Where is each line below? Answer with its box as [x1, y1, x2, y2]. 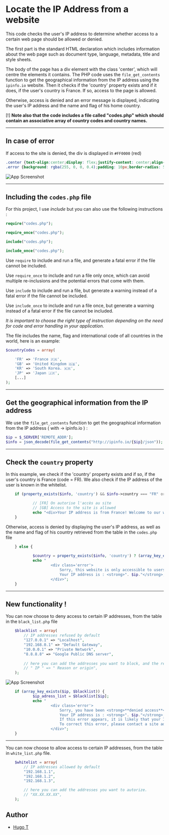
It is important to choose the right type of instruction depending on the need [6, 317, 163, 323]
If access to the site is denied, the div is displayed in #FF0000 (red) [6, 150, 142, 156]
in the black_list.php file [6, 618, 58, 625]
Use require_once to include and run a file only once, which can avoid [6, 272, 150, 278]
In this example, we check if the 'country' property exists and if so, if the [6, 471, 155, 477]
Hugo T [13, 824, 29, 830]
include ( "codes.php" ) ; [6, 239, 53, 244]
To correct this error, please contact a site [59, 722, 158, 727]
